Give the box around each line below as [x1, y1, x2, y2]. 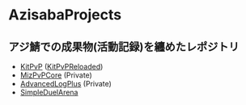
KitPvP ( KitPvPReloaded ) [19, 62, 104, 71]
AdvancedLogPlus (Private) [19, 79, 112, 88]
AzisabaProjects [8, 6, 122, 24]
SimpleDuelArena [19, 87, 78, 97]
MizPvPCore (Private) [19, 70, 93, 80]
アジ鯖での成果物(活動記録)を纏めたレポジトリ [8, 40, 240, 53]
